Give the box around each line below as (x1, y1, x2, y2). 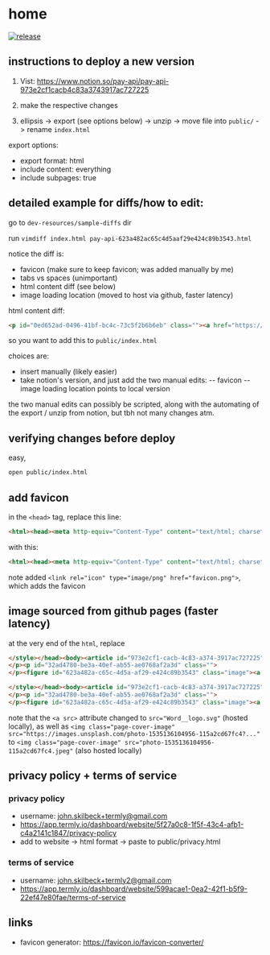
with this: (8, 542, 39, 552)
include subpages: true (19, 172, 97, 182)
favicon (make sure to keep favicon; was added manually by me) (19, 264, 235, 274)
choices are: (8, 351, 50, 361)
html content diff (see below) (19, 281, 117, 291)
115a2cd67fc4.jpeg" (8, 746, 74, 755)
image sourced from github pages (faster (8, 605, 219, 618)
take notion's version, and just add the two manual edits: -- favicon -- (19, 375, 251, 385)
